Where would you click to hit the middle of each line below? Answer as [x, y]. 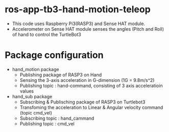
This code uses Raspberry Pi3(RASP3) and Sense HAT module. [79, 24]
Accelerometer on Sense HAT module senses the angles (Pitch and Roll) [88, 29]
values [27, 91]
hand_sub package [32, 96]
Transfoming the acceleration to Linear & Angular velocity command [91, 107]
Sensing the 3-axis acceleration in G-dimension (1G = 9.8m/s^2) [87, 80]
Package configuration [54, 55]
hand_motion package [35, 69]
